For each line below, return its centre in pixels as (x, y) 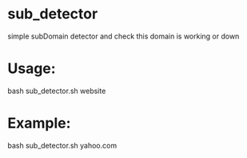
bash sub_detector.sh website (57, 91)
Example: (39, 123)
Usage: (32, 69)
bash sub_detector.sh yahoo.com (62, 145)
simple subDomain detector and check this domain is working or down (124, 36)
